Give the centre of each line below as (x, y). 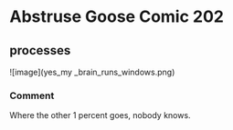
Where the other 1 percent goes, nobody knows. (100, 115)
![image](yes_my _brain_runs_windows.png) (92, 72)
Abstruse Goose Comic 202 (116, 17)
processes (40, 50)
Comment (32, 95)
